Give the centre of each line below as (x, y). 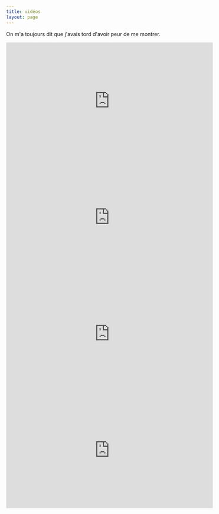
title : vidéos (24, 12)
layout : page (22, 17)
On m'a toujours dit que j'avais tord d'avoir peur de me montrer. (83, 34)
